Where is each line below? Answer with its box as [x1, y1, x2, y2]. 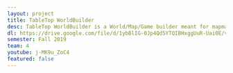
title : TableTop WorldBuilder [7, 17, 95, 24]
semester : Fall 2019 [7, 36, 67, 43]
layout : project [7, 10, 54, 17]
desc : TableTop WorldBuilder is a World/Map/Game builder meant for [7, 23, 209, 30]
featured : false [7, 56, 54, 63]
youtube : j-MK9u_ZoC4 [7, 49, 70, 56]
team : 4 [7, 42, 30, 49]
